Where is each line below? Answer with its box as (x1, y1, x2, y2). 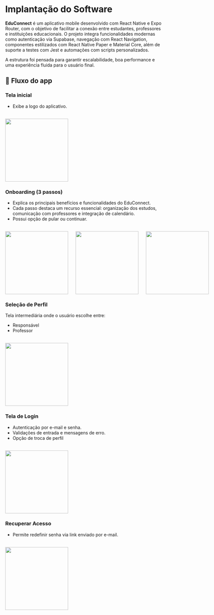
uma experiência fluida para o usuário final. (5, 62, 95, 68)
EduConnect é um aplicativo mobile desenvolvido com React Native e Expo (5, 20, 162, 26)
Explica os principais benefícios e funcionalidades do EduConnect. (12, 200, 151, 206)
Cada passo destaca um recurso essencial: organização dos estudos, (12, 205, 157, 211)
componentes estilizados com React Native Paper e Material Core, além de (5, 41, 160, 47)
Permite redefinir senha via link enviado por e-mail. (12, 531, 119, 537)
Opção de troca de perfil (12, 435, 64, 441)
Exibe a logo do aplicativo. (12, 103, 67, 109)
